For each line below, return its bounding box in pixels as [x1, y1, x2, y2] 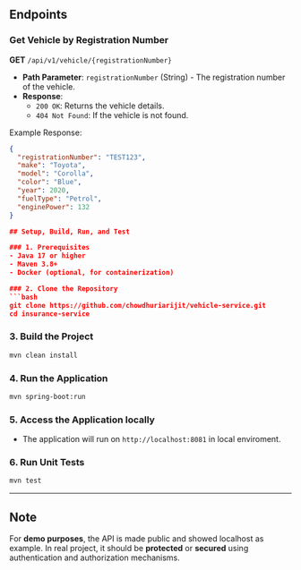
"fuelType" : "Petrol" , [17, 194, 102, 203]
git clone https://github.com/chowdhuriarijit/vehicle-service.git [9, 301, 267, 310]
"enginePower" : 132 [17, 202, 90, 211]
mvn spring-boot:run [9, 392, 87, 401]
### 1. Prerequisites [9, 243, 90, 252]
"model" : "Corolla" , [17, 169, 94, 178]
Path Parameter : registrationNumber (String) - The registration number [21, 72, 286, 82]
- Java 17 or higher [9, 251, 87, 260]
